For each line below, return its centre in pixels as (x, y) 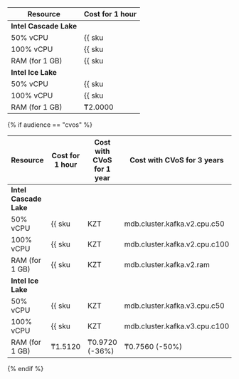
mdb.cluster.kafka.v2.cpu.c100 (177, 244)
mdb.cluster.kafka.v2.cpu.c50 (175, 224)
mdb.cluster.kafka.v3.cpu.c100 (177, 326)
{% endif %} (26, 369)
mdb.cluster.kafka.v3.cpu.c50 (175, 306)
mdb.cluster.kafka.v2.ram (167, 265)
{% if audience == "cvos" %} (50, 125)
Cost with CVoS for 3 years (176, 160)
